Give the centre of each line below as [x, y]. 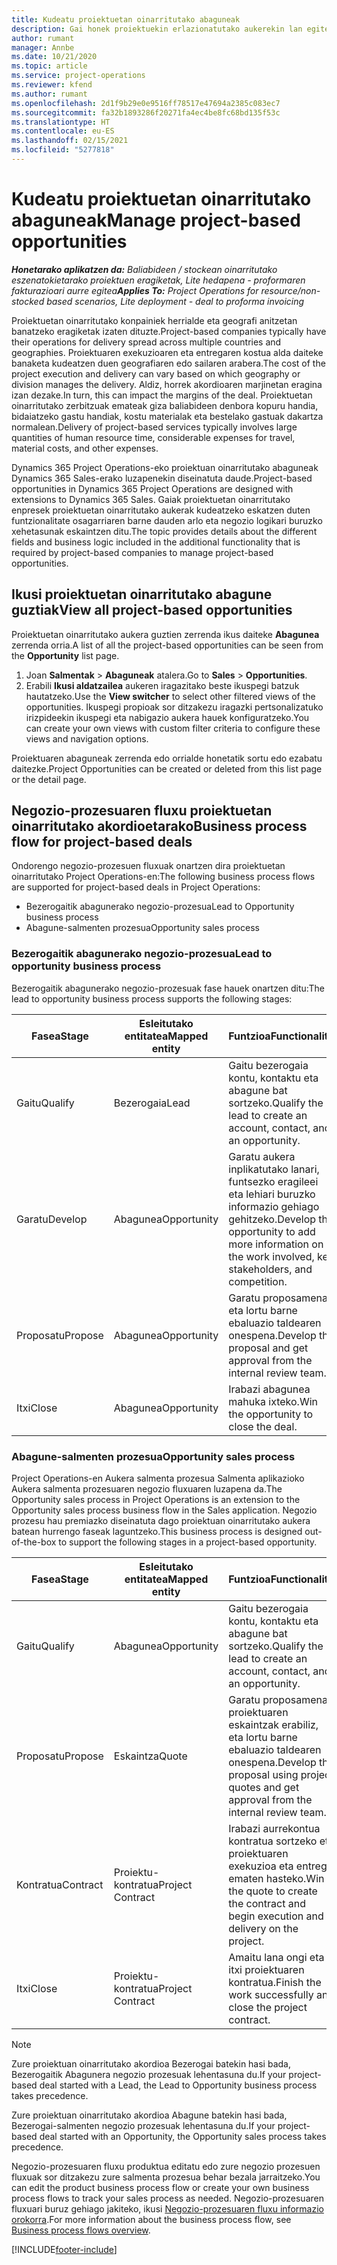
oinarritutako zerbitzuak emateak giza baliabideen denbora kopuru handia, [165, 405]
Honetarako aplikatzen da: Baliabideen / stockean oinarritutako [144, 269]
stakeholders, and [270, 1269]
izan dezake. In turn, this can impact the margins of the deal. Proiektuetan [162, 395]
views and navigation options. [87, 738]
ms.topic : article [49, 66]
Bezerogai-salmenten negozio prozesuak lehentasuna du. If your [143, 2126]
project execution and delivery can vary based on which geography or [156, 373]
